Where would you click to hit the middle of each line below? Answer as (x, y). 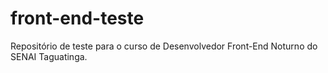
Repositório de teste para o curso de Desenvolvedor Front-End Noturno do (164, 46)
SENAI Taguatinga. (49, 56)
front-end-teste (77, 18)
